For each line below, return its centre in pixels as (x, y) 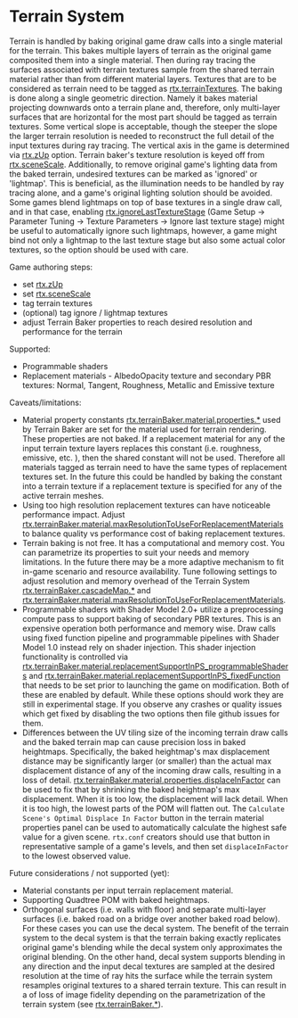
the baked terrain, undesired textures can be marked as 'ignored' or (133, 174)
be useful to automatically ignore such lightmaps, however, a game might (143, 230)
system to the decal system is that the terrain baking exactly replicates (152, 938)
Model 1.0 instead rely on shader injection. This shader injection (139, 647)
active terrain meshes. (63, 495)
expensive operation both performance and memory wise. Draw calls (149, 628)
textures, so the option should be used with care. (99, 249)
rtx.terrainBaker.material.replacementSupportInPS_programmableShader (155, 666)
